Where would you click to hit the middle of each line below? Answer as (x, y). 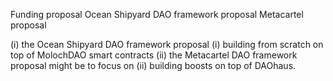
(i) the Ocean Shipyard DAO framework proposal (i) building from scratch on (167, 44)
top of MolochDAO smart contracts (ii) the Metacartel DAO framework (154, 55)
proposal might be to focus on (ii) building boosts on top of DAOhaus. (153, 65)
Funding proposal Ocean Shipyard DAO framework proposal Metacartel (157, 14)
